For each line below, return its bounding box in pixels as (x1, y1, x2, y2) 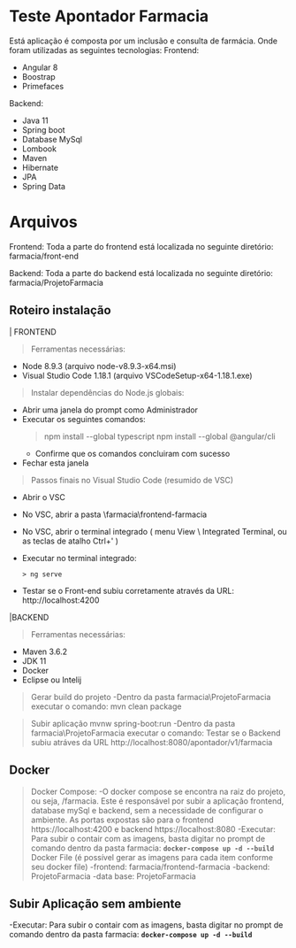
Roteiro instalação (9, 303, 112, 318)
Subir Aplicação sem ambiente (9, 896, 182, 911)
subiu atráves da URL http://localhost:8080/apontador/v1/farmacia (30, 736, 273, 747)
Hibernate (21, 162, 59, 173)
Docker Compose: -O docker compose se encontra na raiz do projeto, (30, 786, 286, 797)
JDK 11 (21, 655, 47, 666)
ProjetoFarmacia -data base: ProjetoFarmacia (30, 870, 196, 882)
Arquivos (9, 212, 78, 232)
